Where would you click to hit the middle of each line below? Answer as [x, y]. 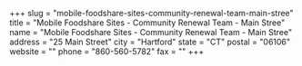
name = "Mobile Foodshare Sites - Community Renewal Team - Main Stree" [151, 32]
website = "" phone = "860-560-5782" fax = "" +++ [107, 52]
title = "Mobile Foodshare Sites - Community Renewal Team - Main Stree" [147, 23]
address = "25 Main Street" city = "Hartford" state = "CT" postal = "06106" [150, 42]
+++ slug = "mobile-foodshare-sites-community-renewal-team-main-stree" [151, 13]
